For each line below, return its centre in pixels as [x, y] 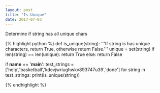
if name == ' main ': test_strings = [40, 65]
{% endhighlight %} [26, 85]
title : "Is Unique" [26, 15]
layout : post [19, 10]
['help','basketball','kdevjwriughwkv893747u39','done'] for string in [75, 70]
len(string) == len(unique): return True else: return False [64, 54]
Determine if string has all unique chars [46, 34]
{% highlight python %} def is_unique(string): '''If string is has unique [78, 44]
